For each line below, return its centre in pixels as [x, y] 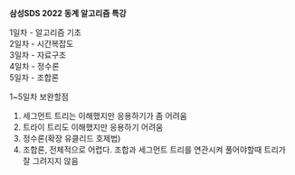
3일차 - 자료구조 [38, 55]
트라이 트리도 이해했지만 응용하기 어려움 [93, 127]
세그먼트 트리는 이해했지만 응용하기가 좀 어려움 [105, 116]
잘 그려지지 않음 [50, 161]
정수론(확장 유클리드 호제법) [71, 138]
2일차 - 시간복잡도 [42, 44]
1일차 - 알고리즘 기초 [45, 32]
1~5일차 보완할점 [39, 97]
